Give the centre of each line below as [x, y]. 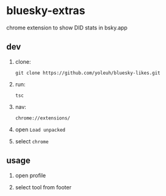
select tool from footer [43, 187]
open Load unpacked [40, 129]
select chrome [32, 141]
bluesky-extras [46, 11]
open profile [31, 175]
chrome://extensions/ [42, 118]
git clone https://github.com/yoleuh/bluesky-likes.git [88, 73]
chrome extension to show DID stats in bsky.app [67, 28]
